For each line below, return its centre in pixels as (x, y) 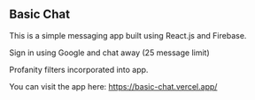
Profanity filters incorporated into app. (79, 69)
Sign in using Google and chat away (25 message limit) (109, 53)
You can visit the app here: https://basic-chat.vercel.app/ (113, 86)
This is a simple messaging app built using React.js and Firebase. (128, 35)
